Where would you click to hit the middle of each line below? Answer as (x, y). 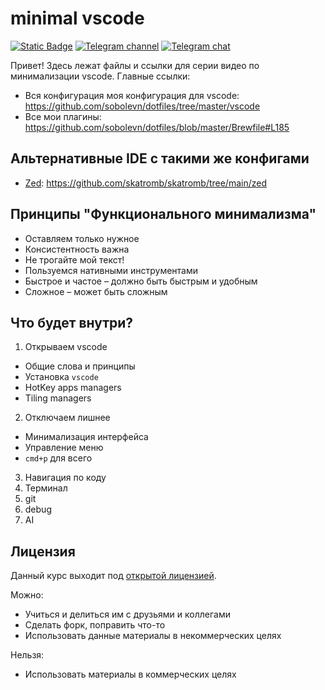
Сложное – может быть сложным (96, 291)
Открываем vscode (66, 347)
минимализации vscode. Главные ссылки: (100, 76)
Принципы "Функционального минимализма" (163, 214)
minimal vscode (77, 18)
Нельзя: (27, 655)
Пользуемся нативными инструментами (111, 270)
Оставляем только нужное (82, 238)
